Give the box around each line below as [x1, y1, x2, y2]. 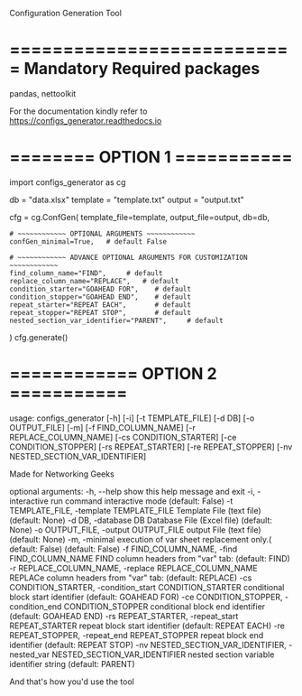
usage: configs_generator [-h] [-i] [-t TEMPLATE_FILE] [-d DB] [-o [9, 413, 255, 423]
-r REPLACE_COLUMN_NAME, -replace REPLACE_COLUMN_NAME [9, 562, 259, 573]
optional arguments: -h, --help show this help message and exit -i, [9, 486, 255, 496]
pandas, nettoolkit [9, 88, 77, 98]
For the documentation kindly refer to [9, 106, 148, 116]
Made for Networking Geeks [9, 469, 114, 479]
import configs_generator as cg [9, 176, 126, 188]
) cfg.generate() [9, 331, 69, 342]
